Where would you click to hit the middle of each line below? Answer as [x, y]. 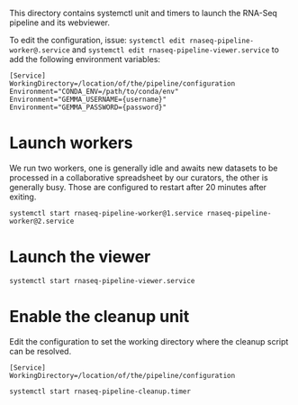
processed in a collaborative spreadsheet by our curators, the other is [139, 177]
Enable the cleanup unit [99, 317]
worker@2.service [42, 221]
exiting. [23, 197]
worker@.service [40, 51]
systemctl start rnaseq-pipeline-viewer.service [102, 281]
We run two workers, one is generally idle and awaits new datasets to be [144, 168]
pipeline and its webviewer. [60, 23]
